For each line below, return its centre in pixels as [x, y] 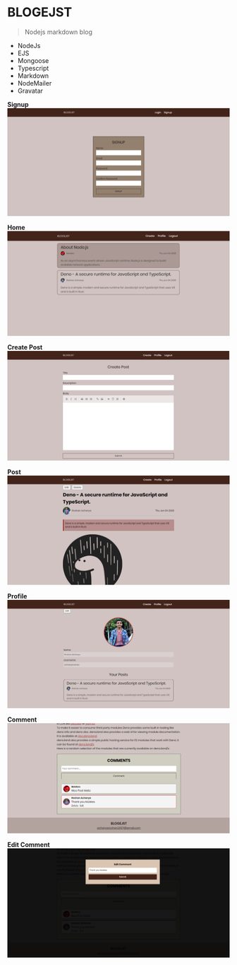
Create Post [25, 347]
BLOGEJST [40, 12]
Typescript [33, 68]
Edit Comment [29, 844]
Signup [18, 104]
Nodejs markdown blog [59, 32]
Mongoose [33, 60]
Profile [17, 596]
